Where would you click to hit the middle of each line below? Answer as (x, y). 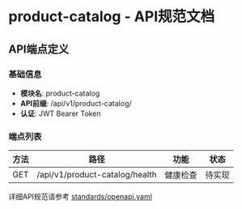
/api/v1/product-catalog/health (97, 175)
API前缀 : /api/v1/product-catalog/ (76, 103)
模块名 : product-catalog (60, 93)
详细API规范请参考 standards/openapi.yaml (80, 197)
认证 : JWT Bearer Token (60, 113)
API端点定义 (39, 49)
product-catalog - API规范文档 (112, 17)
